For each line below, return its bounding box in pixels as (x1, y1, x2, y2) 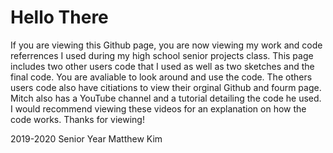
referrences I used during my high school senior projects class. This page (10, 49, 314, 61)
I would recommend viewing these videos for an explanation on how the (10, 102, 307, 115)
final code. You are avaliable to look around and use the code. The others (10, 71, 313, 83)
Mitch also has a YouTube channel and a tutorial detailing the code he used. (10, 92, 322, 104)
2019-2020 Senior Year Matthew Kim (10, 132, 163, 145)
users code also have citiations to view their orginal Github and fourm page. (10, 81, 322, 93)
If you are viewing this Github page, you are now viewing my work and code (10, 39, 323, 51)
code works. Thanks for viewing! (10, 113, 145, 125)
